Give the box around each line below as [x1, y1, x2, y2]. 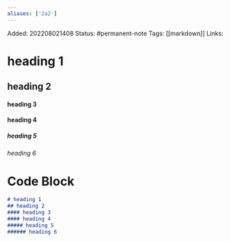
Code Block [7, 174, 75, 189]
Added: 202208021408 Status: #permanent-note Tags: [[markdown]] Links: [7, 29, 224, 37]
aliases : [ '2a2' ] [7, 10, 57, 17]
